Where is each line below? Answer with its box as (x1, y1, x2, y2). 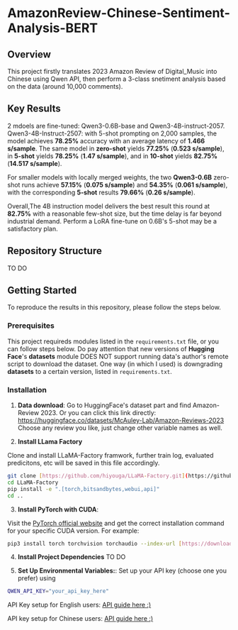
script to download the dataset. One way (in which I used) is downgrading (7, 360, 223, 368)
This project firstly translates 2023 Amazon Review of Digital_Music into (7, 67, 217, 75)
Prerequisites (7, 321, 55, 331)
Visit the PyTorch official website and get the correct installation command (7, 519, 225, 527)
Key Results (7, 103, 62, 115)
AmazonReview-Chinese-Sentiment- (7, 5, 230, 21)
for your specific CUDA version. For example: (7, 526, 140, 535)
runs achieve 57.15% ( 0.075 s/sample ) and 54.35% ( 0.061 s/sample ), (21, 180, 228, 189)
